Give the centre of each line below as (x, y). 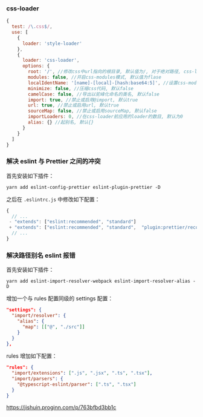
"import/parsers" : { (37, 379)
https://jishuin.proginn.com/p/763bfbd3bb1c (61, 407)
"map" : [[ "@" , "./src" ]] (53, 327)
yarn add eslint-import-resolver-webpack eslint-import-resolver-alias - (101, 281)
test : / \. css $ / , (32, 27)
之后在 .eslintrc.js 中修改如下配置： (53, 199)
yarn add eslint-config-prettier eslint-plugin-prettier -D (84, 187)
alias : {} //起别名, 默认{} (61, 122)
